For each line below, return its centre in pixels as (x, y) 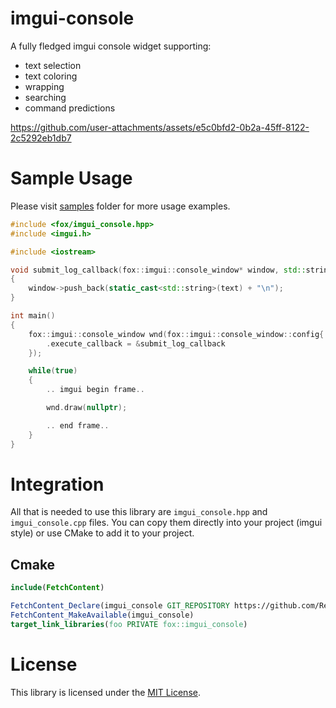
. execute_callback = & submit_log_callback (136, 343)
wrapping (44, 86)
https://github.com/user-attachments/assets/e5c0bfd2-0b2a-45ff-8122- (160, 127)
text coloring (51, 76)
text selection (53, 65)
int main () (33, 316)
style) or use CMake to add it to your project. (102, 533)
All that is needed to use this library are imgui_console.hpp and (139, 512)
